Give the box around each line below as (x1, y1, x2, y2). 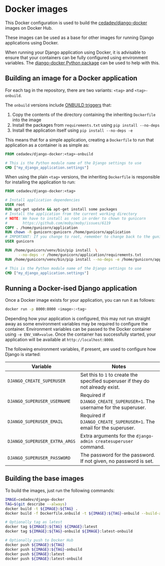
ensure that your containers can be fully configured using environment (5, 54, 148, 60)
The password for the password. (80, 452, 156, 459)
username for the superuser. (80, 404, 146, 411)
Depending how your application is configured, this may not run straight (5, 316, 151, 321)
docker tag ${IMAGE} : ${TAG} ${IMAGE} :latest (5, 524, 98, 530)
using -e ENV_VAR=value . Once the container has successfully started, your (5, 331, 156, 337)
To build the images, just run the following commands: (5, 487, 115, 494)
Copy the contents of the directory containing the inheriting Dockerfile (12, 111, 156, 117)
